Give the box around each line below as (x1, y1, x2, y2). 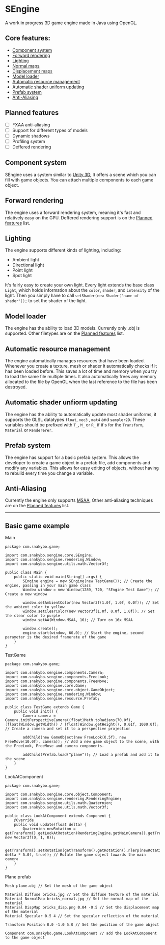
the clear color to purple (5, 613, 60, 618)
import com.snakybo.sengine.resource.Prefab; (5, 696, 100, 701)
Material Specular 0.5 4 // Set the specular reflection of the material (5, 913, 160, 919)
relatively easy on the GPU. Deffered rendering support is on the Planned (5, 214, 153, 220)
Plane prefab (5, 874, 31, 880)
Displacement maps (12, 68, 53, 74)
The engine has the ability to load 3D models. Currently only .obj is (5, 325, 140, 331)
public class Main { (5, 570, 48, 575)
